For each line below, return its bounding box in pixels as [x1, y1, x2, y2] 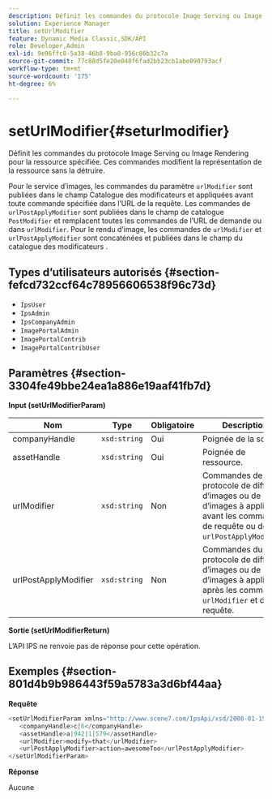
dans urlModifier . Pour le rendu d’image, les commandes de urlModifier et [8, 225, 261, 234]
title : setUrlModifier [8, 27, 85, 35]
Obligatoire [151, 419, 195, 431]
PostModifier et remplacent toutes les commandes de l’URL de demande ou [8, 216, 261, 226]
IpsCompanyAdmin [19, 318, 75, 327]
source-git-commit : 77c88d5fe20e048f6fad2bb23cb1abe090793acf [8, 58, 223, 66]
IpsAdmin [19, 310, 50, 318]
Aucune [8, 783, 35, 793]
